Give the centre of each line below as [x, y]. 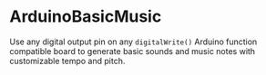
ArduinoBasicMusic [86, 17]
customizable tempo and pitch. [67, 61]
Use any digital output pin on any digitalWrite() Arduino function [133, 42]
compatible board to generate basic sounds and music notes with [133, 51]
